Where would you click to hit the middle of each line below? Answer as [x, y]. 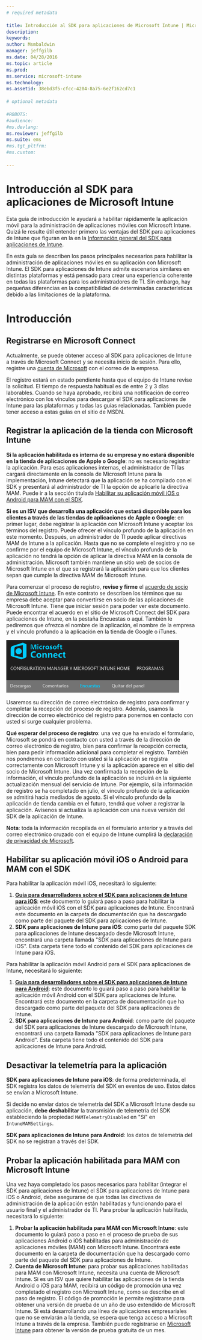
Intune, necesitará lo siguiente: [44, 971]
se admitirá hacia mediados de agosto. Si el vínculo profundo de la [89, 797]
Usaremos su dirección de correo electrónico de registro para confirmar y [98, 702]
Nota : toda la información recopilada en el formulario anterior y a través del [99, 828]
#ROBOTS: [17, 114]
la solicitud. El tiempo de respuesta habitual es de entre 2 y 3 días [88, 386]
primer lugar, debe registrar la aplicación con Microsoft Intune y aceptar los [100, 524]
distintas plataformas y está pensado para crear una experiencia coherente [99, 275]
